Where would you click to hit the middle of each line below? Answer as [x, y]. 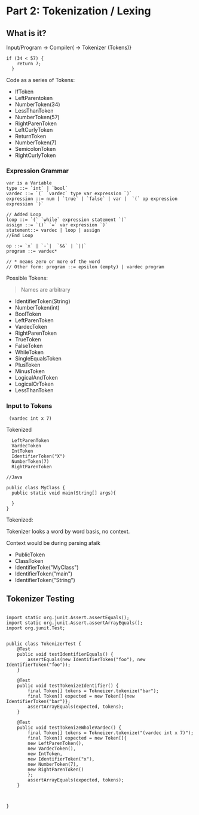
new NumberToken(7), [53, 765]
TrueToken [28, 340]
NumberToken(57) [37, 117]
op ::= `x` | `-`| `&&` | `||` [46, 246]
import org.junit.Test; [36, 628]
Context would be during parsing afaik [53, 543]
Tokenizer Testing [40, 599]
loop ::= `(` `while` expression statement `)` [67, 220]
